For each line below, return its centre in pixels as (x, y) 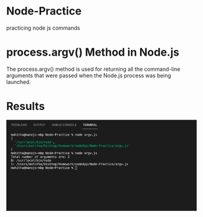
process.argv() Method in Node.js (93, 52)
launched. (19, 82)
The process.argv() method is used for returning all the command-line (93, 69)
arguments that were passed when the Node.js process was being (89, 75)
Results (26, 106)
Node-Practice (44, 11)
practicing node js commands (43, 28)
